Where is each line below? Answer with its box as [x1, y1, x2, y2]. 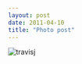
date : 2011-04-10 [8, 19, 65, 27]
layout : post [8, 11, 51, 20]
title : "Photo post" [8, 26, 76, 34]
